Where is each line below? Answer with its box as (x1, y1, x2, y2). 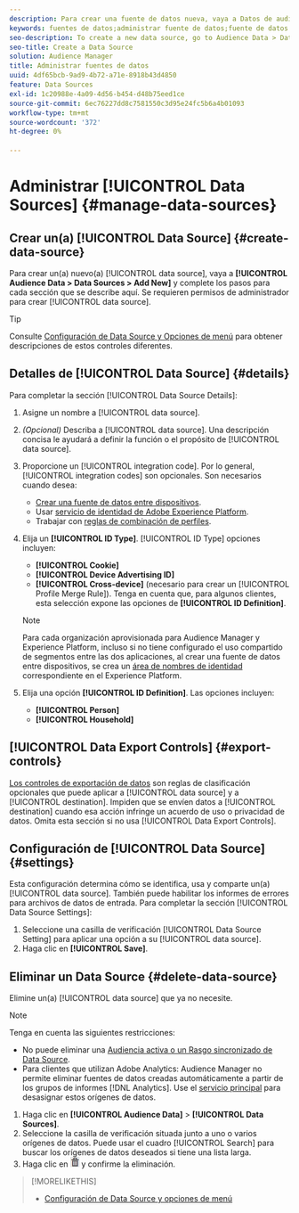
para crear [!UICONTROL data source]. (9, 297, 151, 307)
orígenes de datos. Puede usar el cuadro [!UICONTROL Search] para (21, 1137, 274, 1149)
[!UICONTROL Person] (35, 704, 120, 715)
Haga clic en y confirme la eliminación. (21, 1159, 176, 1169)
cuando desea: (21, 479, 77, 490)
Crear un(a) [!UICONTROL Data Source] (9, 230, 231, 245)
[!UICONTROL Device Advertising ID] (35, 569, 175, 579)
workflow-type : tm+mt (9, 108, 90, 118)
